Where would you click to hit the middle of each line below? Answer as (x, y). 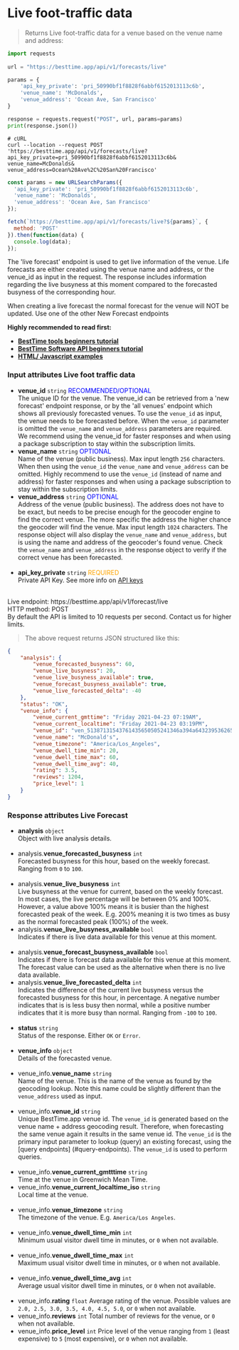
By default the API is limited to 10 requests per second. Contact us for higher (119, 616)
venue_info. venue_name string (65, 1074)
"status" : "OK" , (44, 704)
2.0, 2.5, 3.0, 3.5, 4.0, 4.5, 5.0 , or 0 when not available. (107, 1309)
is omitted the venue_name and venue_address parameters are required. (119, 428)
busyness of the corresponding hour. (62, 292)
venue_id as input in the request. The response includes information (107, 277)
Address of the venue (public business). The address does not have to (121, 504)
